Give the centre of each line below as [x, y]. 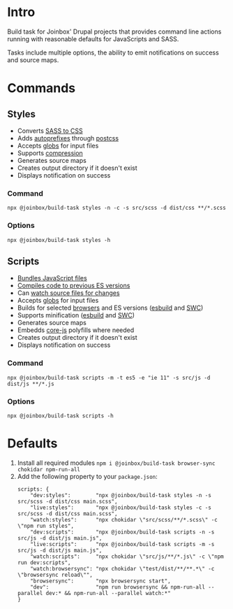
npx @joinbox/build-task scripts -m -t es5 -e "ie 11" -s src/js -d [109, 378]
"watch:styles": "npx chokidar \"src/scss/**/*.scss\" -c [124, 520]
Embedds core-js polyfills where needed [76, 330]
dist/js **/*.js [31, 384]
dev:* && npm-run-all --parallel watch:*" [108, 593]
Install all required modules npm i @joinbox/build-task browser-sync [116, 463]
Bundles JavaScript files [52, 278]
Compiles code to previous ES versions [74, 286]
